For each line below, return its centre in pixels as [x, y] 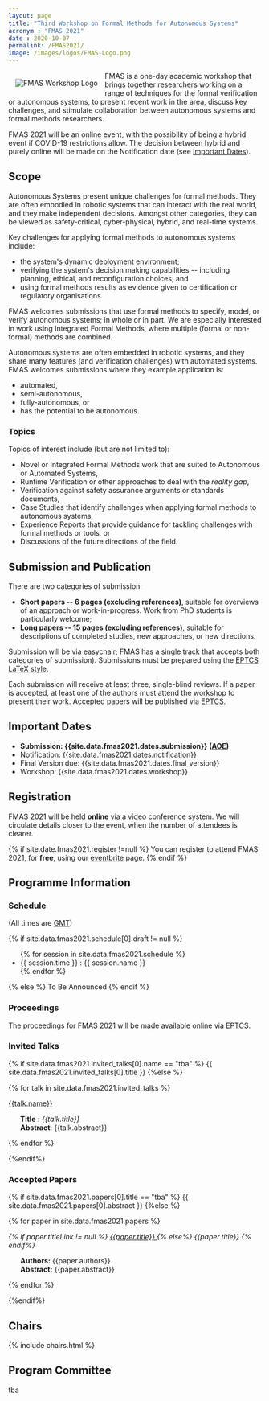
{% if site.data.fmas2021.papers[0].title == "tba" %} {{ [98, 1197]
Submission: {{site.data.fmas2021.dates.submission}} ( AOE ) [124, 746]
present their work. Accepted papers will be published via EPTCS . [117, 701]
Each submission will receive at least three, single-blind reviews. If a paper [132, 684]
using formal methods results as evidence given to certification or [129, 287]
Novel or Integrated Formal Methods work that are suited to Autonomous [140, 465]
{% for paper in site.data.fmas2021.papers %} [84, 1221]
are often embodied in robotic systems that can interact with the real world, [133, 204]
